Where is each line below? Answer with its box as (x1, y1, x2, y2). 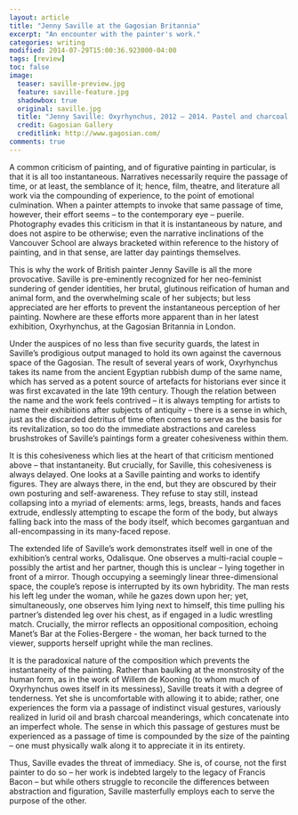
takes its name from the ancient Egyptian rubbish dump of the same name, (9, 366, 283, 377)
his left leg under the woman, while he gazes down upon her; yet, (9, 590, 249, 601)
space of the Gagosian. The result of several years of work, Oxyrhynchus (9, 357, 278, 368)
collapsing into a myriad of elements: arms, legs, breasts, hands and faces (9, 497, 282, 508)
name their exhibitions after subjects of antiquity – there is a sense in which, (9, 404, 287, 415)
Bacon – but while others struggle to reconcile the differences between (9, 776, 270, 786)
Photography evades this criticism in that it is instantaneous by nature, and (9, 218, 283, 229)
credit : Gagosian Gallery (17, 121, 114, 130)
